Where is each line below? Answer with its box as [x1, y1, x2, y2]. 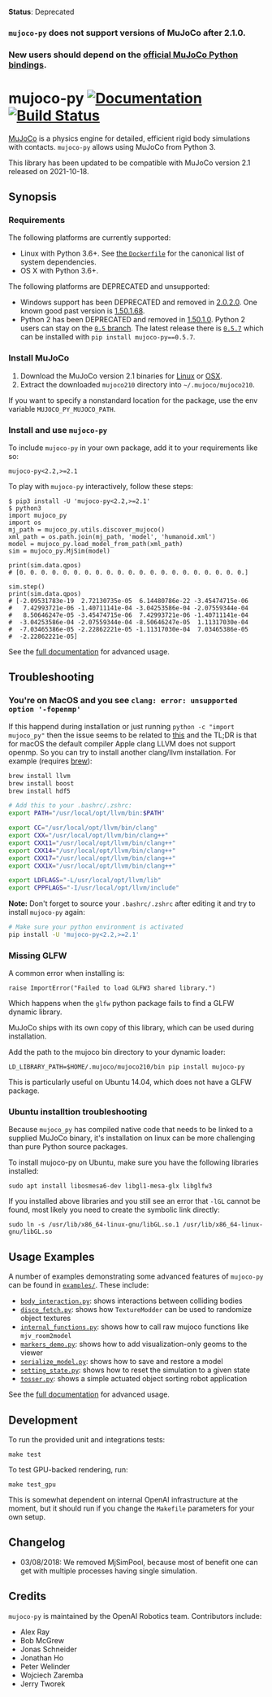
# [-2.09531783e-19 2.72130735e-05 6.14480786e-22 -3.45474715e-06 [8, 597, 249, 606]
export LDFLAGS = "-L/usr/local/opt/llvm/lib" [8, 877, 162, 885]
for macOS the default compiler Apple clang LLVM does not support [8, 738, 235, 748]
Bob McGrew [19, 1635, 65, 1645]
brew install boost [8, 779, 75, 788]
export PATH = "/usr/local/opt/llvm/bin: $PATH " [8, 809, 165, 817]
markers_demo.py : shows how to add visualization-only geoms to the [19, 1339, 248, 1349]
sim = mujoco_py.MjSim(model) [8, 547, 111, 556]
